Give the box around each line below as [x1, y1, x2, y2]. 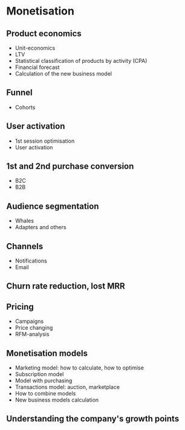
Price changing [15, 324, 53, 331]
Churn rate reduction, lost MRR [6, 281, 125, 292]
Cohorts [15, 103, 36, 111]
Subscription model [15, 371, 64, 378]
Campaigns [15, 318, 44, 325]
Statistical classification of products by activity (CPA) [15, 57, 148, 64]
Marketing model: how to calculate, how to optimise [15, 364, 144, 371]
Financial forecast [15, 64, 60, 71]
